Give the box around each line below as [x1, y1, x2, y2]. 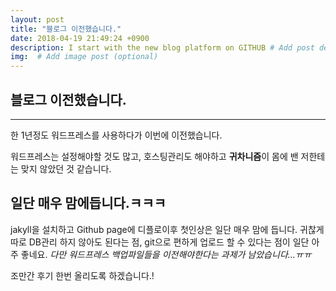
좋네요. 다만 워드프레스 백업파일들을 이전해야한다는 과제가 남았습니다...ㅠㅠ [20, 248, 312, 260]
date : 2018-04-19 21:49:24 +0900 [10, 33, 150, 43]
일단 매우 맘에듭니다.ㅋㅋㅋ [10, 195, 167, 212]
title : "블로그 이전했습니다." [10, 24, 122, 34]
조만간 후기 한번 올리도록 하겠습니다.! [10, 269, 155, 281]
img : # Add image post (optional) [10, 52, 159, 62]
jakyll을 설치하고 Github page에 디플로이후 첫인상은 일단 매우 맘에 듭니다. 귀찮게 [10, 223, 325, 235]
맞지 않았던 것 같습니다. [20, 162, 112, 175]
